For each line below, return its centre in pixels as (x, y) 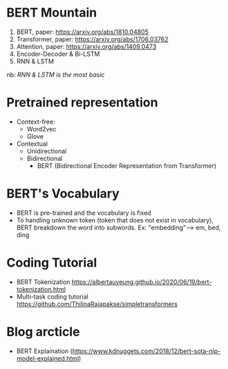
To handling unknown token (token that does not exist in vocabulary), (115, 220)
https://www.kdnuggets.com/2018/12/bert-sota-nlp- (146, 351)
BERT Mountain (52, 13)
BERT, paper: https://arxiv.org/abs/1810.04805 (83, 32)
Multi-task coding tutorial (53, 296)
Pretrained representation (82, 103)
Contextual (32, 144)
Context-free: (36, 122)
